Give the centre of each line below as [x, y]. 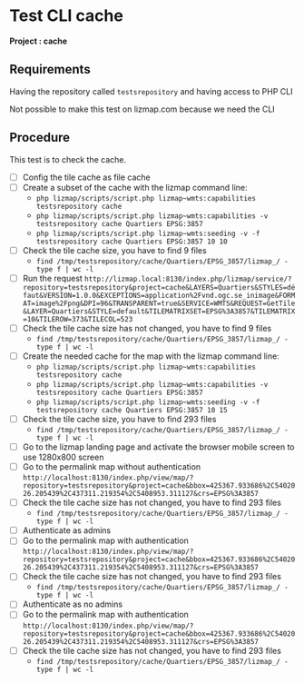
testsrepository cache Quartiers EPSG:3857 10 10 [132, 242]
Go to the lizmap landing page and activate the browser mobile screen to [158, 447]
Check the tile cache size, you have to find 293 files [119, 419]
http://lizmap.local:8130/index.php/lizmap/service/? [188, 279]
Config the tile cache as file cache [87, 177]
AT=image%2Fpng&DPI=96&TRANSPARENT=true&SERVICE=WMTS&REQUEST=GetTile [159, 303]
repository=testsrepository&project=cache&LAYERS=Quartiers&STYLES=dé [159, 287]
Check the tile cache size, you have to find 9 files [114, 250]
